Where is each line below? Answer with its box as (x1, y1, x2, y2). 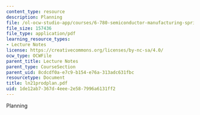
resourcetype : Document (6, 75, 65, 81)
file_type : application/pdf (6, 31, 76, 37)
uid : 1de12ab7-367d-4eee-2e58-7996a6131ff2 (6, 86, 116, 92)
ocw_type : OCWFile (6, 53, 52, 59)
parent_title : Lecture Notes (6, 58, 79, 64)
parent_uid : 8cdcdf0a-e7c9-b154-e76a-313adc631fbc (6, 69, 135, 75)
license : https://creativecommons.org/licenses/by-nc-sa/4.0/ (6, 47, 164, 53)
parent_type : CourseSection (6, 63, 76, 70)
